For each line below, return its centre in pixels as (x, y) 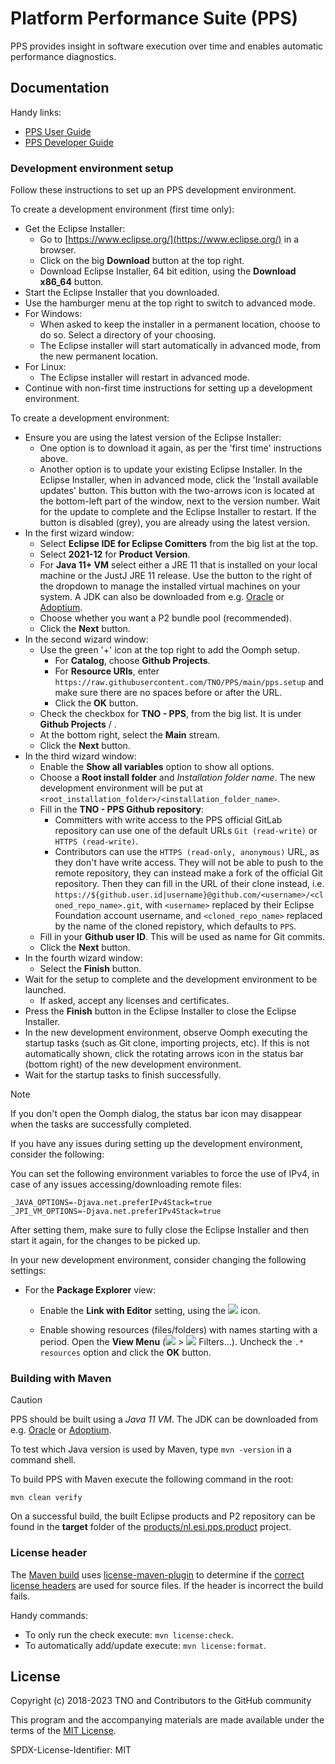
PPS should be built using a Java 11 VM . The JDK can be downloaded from (164, 1419)
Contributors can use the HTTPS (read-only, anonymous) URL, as (187, 852)
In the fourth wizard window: (83, 958)
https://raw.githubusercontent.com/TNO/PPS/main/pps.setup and (189, 682)
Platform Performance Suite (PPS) (154, 18)
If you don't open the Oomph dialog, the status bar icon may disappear (156, 1114)
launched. (45, 990)
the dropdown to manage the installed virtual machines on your (170, 586)
